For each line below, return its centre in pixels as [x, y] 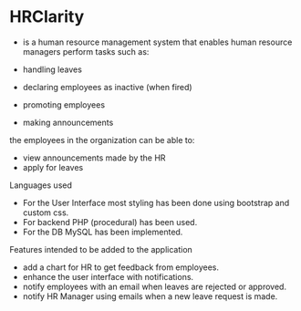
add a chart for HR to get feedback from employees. [120, 267]
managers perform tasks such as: [86, 51]
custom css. [46, 213]
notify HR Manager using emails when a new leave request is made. [150, 296]
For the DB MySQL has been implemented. [103, 232]
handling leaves [52, 69]
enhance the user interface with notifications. [108, 276]
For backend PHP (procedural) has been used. [110, 222]
